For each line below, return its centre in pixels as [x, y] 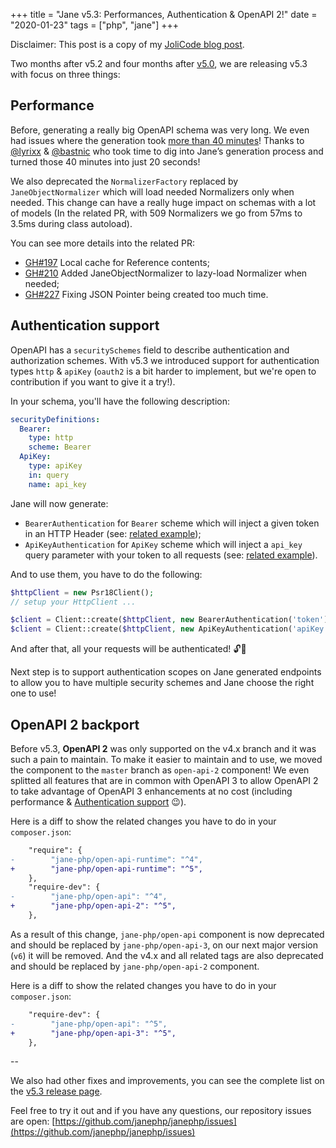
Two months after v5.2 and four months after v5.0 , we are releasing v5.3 [159, 63]
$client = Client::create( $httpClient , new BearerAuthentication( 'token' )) [171, 620]
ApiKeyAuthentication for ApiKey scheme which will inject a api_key [163, 544]
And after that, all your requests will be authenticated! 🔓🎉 [128, 649]
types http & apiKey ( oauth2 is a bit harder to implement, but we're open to [163, 371]
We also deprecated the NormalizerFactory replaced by [124, 181]
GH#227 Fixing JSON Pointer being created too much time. [146, 294]
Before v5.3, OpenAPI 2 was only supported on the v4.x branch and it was [163, 748]
